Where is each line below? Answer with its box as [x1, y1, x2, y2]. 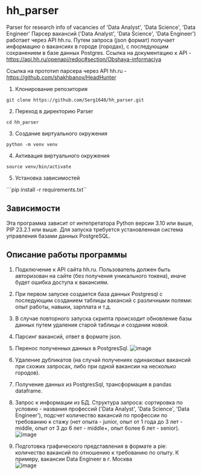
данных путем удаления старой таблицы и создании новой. [14, 321, 169, 329]
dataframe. [14, 387, 43, 394]
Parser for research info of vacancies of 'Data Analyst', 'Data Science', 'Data [6, 24, 196, 31]
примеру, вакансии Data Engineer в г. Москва [14, 455, 133, 462]
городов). [14, 369, 40, 376]
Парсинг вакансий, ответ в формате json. [14, 333, 122, 340]
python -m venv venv [6, 141, 58, 148]
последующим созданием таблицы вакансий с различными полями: [14, 297, 192, 304]
